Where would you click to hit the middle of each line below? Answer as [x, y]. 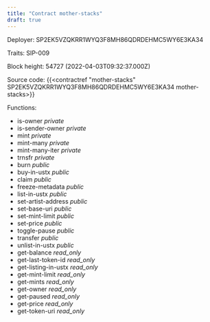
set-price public [39, 223]
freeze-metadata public [50, 186]
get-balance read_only [49, 253]
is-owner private [40, 120]
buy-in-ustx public [43, 172]
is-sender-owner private [52, 128]
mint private [34, 136]
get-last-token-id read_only [56, 259]
